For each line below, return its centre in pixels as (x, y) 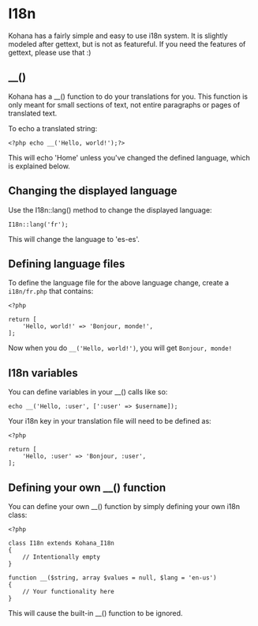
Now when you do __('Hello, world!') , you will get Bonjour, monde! (120, 348)
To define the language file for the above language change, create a (119, 283)
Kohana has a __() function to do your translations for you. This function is (128, 96)
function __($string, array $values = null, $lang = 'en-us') (112, 578)
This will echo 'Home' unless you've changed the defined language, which (129, 157)
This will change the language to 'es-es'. (74, 239)
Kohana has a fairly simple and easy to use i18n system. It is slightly (118, 36)
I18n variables (43, 373)
